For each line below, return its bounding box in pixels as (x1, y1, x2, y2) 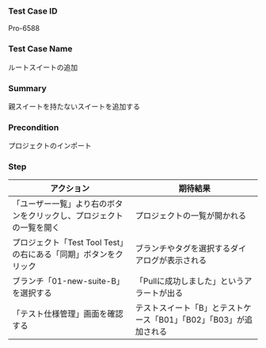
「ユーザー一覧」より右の (12, 198, 108, 209)
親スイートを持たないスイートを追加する (8, 101, 140, 111)
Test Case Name (8, 44, 73, 55)
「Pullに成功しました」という (135, 276, 245, 287)
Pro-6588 (8, 24, 40, 33)
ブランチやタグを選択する (135, 243, 231, 254)
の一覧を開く (12, 222, 61, 233)
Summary (8, 82, 47, 94)
